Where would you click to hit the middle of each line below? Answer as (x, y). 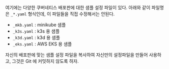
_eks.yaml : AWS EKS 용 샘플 (42, 44)
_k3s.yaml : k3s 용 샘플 (36, 31)
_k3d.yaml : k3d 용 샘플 (36, 38)
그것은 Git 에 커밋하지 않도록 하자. (45, 61)
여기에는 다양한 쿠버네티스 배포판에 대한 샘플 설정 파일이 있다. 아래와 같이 (78, 7)
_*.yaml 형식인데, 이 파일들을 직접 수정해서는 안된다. (63, 14)
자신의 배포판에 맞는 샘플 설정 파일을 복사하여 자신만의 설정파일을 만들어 (77, 55)
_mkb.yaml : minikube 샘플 (39, 25)
